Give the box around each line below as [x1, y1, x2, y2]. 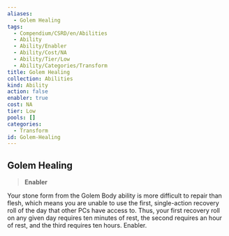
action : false [7, 88, 49, 95]
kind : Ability [7, 82, 49, 89]
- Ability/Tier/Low [13, 56, 71, 63]
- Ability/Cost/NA [13, 50, 68, 57]
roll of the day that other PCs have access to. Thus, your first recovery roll [7, 207, 220, 215]
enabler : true [7, 95, 49, 102]
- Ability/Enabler [13, 43, 68, 50]
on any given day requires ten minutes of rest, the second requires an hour [7, 214, 222, 222]
